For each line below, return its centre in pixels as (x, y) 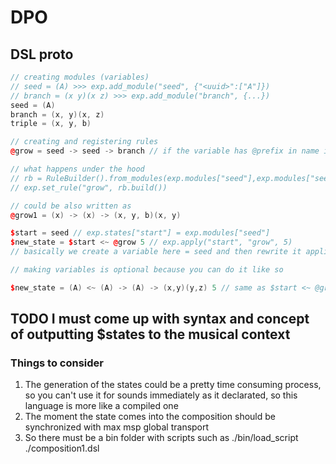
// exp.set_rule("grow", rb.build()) (89, 187)
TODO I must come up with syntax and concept (160, 319)
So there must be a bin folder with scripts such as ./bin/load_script (161, 438)
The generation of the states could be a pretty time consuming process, (173, 385)
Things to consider (57, 363)
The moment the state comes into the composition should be (150, 417)
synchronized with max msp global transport (117, 427)
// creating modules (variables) (80, 77)
